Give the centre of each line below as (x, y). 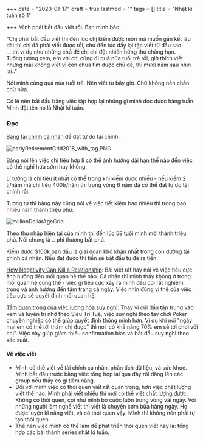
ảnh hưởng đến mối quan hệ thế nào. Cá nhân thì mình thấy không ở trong (99, 276)
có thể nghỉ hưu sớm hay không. (46, 167)
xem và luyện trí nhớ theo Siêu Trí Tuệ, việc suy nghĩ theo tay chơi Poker (97, 314)
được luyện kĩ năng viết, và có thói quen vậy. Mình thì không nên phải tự (105, 413)
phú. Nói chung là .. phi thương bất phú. (56, 240)
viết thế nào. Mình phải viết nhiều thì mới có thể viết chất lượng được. (101, 393)
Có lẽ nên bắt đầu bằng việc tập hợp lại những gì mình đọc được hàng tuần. (101, 101)
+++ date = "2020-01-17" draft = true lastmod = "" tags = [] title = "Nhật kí (99, 9)
